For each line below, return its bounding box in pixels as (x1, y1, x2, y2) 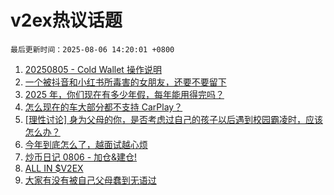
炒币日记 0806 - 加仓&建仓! (24, 151, 138, 163)
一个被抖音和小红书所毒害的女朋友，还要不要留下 (24, 76, 227, 88)
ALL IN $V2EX (24, 162, 84, 174)
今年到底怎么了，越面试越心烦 (24, 138, 148, 150)
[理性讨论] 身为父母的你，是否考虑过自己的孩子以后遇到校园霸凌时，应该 (24, 113, 323, 125)
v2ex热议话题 (10, 9, 123, 32)
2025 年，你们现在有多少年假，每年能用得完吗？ (24, 88, 225, 100)
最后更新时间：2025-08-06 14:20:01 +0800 (10, 44, 175, 55)
